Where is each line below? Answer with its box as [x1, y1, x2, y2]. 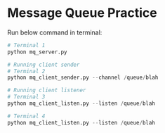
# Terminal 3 [7, 94, 46, 101]
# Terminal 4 [7, 113, 46, 120]
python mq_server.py [7, 48, 68, 56]
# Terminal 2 [7, 68, 46, 75]
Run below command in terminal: [7, 28, 103, 37]
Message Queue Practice [7, 5, 157, 21]
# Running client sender [7, 61, 80, 68]
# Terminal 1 [7, 42, 46, 49]
